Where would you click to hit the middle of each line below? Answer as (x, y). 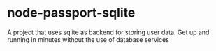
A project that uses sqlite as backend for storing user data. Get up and (108, 32)
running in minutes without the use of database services (88, 39)
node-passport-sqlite (71, 13)
